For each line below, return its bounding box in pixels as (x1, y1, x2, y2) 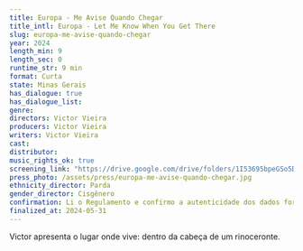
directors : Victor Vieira (9, 114, 106, 123)
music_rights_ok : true (9, 155, 95, 165)
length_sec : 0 (9, 55, 63, 64)
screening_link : (9, 164, 70, 173)
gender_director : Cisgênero (9, 190, 115, 199)
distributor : (9, 147, 59, 156)
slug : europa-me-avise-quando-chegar (9, 30, 151, 39)
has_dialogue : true (9, 88, 83, 98)
